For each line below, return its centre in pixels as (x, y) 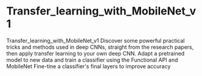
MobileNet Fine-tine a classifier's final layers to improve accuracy (89, 66)
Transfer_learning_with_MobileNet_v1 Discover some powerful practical (96, 40)
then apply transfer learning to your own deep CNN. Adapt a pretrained (96, 53)
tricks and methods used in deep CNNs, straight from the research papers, (100, 47)
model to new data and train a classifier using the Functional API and (92, 60)
